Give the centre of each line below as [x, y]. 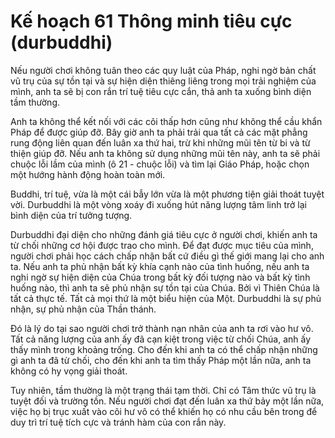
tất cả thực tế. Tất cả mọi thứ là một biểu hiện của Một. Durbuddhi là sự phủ [166, 298]
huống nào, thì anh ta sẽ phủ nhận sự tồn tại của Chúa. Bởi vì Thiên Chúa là [165, 287]
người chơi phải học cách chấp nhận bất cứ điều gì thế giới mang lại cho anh [167, 256]
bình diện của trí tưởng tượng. [71, 215]
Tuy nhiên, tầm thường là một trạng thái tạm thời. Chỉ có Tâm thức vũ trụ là [163, 390]
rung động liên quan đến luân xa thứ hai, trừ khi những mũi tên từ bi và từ [160, 142]
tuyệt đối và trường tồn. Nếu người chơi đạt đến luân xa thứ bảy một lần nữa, [167, 401]
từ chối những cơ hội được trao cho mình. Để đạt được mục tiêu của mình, [162, 245]
